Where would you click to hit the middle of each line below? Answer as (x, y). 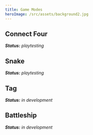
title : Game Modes (24, 10)
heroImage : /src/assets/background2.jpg (47, 14)
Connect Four (26, 34)
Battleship (21, 115)
